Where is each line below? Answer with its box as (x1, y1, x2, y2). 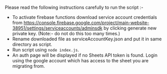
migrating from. (12, 63, 45, 69)
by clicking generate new (103, 25, 157, 31)
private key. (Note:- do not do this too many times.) (12, 31, 120, 36)
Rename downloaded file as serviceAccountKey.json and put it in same (12, 36, 162, 42)
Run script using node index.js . (12, 47, 79, 53)
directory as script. (12, 41, 52, 47)
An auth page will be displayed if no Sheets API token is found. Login (12, 52, 158, 58)
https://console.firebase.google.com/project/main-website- (23, 20, 150, 26)
